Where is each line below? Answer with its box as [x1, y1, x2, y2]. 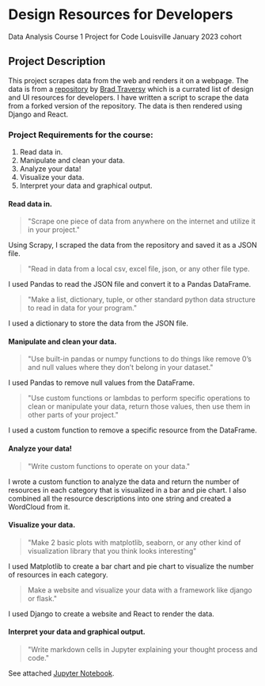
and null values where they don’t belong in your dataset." [27, 363, 214, 372]
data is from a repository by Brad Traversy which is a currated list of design [8, 84, 255, 93]
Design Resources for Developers [8, 6, 233, 24]
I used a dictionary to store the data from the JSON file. [8, 318, 188, 328]
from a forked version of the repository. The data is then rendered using [8, 101, 243, 110]
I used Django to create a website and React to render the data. [8, 608, 215, 619]
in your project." [27, 225, 81, 234]
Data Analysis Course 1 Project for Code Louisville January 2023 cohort [8, 32, 242, 41]
